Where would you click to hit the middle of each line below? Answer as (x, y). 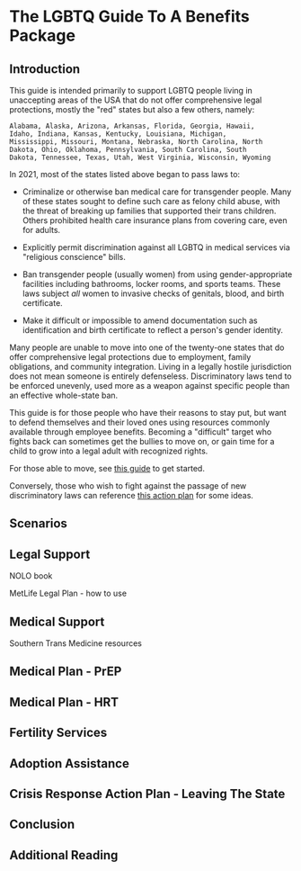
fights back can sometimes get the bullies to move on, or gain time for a (142, 441)
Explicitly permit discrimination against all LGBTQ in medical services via (156, 247)
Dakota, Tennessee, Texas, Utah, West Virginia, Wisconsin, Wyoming (140, 157)
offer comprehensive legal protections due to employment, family (130, 357)
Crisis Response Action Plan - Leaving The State (147, 794)
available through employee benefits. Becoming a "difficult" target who (141, 432)
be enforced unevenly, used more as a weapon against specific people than (150, 386)
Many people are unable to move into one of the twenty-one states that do (147, 347)
